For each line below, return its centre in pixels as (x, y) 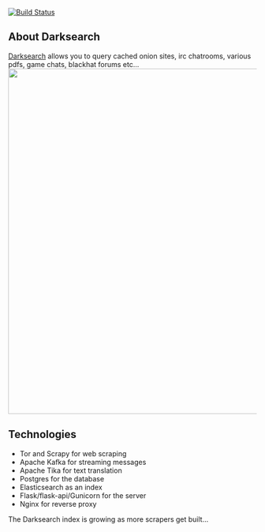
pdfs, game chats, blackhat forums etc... (74, 64)
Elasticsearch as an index (61, 487)
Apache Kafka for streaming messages (83, 462)
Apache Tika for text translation (71, 470)
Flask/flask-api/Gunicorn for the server (83, 495)
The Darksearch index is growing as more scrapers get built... (108, 519)
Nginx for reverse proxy (58, 504)
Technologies (43, 435)
